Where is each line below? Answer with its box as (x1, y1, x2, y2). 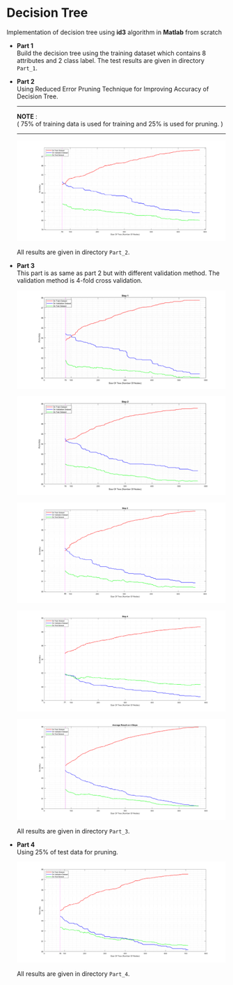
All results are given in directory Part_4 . (16, 969, 130, 978)
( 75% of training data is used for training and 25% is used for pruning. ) (16, 119, 223, 128)
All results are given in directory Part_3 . (16, 827, 130, 835)
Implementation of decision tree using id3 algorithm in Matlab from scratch (6, 28, 223, 36)
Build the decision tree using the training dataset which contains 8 (16, 49, 207, 57)
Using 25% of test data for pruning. (16, 847, 119, 856)
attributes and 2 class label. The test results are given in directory (16, 56, 204, 64)
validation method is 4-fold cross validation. (16, 276, 143, 285)
